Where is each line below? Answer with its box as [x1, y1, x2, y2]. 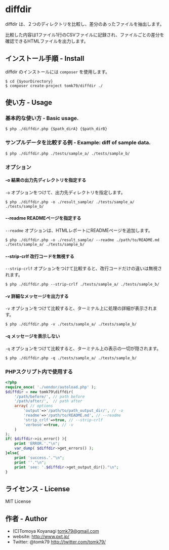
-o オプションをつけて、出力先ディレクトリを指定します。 [5, 189, 125, 195]
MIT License [5, 498, 31, 504]
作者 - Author [5, 514, 48, 523]
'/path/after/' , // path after [14, 399, 82, 404]
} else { [5, 451, 19, 456]
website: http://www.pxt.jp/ [12, 533, 70, 540]
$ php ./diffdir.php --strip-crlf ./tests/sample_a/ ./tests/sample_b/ [5, 282, 159, 287]
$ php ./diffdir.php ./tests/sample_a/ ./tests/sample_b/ [5, 151, 130, 156]
